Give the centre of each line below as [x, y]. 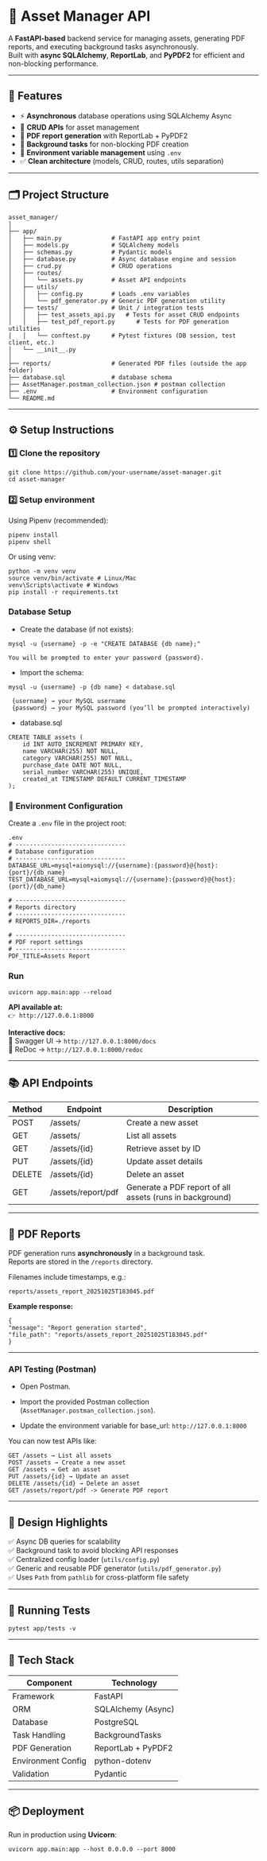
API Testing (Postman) [52, 1369]
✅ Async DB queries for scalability [64, 1541]
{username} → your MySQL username [69, 701]
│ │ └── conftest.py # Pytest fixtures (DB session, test [122, 336]
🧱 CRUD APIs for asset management [79, 127]
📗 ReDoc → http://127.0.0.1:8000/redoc [76, 1050]
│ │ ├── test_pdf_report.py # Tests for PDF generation [118, 321]
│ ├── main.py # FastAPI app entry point [104, 238]
